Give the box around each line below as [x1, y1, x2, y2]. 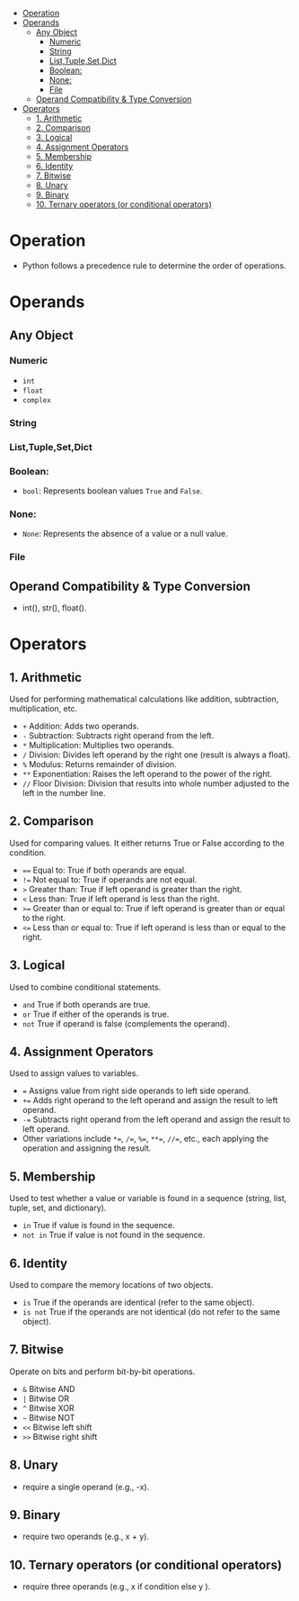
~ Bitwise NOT [22, 1412, 75, 1423]
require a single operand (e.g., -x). [22, 1481, 150, 1492]
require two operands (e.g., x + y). [22, 1531, 150, 1542]
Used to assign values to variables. [9, 1068, 139, 1079]
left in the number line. [22, 787, 106, 798]
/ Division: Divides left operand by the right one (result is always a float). [22, 749, 291, 760]
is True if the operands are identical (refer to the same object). [22, 1297, 255, 1308]
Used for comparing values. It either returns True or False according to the [9, 837, 285, 848]
